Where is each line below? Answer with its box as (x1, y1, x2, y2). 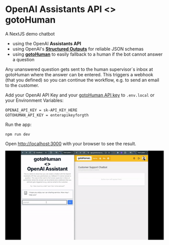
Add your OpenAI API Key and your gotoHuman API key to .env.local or (5, 92, 155, 98)
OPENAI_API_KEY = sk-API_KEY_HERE (5, 107, 78, 112)
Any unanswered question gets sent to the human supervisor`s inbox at (5, 66, 153, 72)
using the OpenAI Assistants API (12, 40, 81, 46)
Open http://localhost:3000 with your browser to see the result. (5, 141, 137, 147)
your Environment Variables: (5, 97, 64, 103)
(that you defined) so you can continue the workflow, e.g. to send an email (5, 77, 159, 83)
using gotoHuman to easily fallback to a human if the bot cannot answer (12, 51, 163, 57)
